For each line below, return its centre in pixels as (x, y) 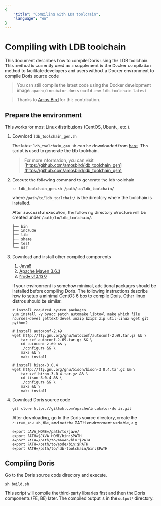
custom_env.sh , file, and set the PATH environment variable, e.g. (75, 423)
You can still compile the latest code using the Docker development (84, 85)
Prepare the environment (44, 115)
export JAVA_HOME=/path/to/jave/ (46, 432)
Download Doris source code (41, 400)
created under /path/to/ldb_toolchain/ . (52, 217)
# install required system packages (49, 310)
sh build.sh (17, 484)
